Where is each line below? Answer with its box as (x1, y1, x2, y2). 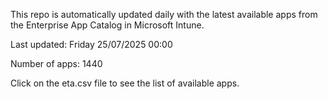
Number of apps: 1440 (10, 58, 103, 69)
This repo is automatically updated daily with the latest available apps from (10, 9, 318, 20)
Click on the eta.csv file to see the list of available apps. (10, 77, 240, 89)
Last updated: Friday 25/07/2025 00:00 (10, 39, 173, 50)
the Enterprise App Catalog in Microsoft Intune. (10, 19, 205, 31)
